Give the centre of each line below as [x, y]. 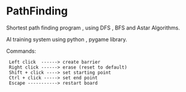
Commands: [21, 51]
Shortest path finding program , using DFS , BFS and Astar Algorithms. [93, 28]
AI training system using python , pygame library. [67, 39]
